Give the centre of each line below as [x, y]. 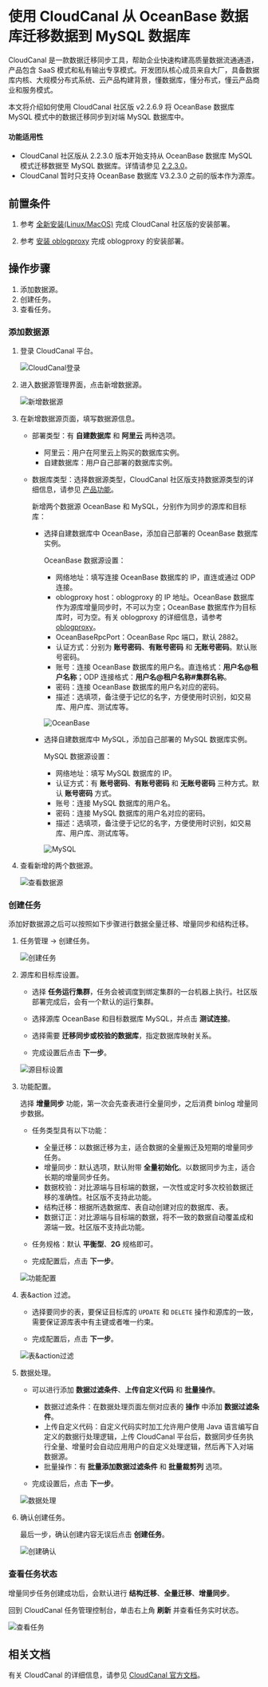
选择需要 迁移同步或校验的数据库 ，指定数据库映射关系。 [124, 1036]
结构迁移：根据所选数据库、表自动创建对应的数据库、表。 [138, 1207]
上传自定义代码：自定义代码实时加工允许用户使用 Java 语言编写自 [151, 1427]
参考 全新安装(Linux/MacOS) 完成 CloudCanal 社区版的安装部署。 [127, 223]
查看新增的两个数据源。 [58, 866]
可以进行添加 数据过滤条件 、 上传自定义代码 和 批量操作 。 [126, 1390]
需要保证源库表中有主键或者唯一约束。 [95, 1322]
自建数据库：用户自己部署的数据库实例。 [110, 463]
